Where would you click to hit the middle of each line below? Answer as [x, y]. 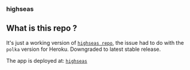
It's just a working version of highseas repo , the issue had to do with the [95, 42]
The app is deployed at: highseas [47, 60]
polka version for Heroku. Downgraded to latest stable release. [84, 49]
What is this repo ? [42, 28]
